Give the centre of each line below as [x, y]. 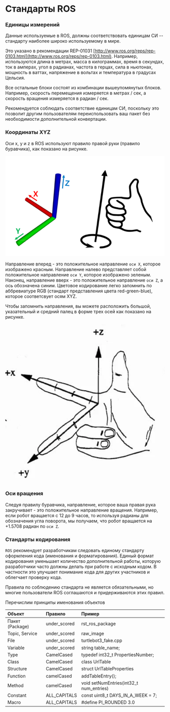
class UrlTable [96, 662]
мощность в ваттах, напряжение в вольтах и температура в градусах [81, 73]
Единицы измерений [32, 25]
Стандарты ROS [40, 9]
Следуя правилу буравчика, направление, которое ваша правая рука [80, 504]
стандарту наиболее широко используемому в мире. [63, 41]
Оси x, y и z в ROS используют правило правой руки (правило [73, 143]
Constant [17, 695]
